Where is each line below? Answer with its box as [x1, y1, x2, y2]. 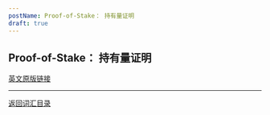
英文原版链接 [8, 74, 51, 84]
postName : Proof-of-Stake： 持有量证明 [8, 11, 135, 20]
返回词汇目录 [8, 98, 51, 109]
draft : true [8, 19, 48, 27]
